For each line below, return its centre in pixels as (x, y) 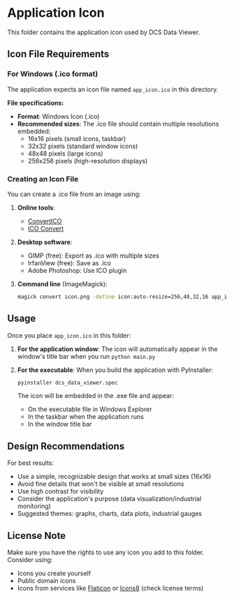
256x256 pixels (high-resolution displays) (88, 161)
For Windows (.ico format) (53, 74)
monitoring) (34, 506)
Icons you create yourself (54, 573)
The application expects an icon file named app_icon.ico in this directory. (113, 89)
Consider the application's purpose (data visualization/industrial (109, 499)
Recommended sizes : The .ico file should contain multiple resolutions (118, 124)
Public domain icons (46, 581)
